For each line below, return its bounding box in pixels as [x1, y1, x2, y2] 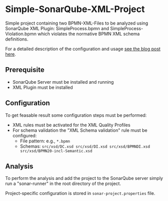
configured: [12, 132, 37, 138]
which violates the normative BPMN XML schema [37, 31, 140, 37]
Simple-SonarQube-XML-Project [5, 4, 145, 15]
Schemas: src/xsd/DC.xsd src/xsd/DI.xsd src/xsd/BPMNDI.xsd [20, 143, 150, 149]
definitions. [5, 36, 29, 42]
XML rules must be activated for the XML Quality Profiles [12, 122, 131, 128]
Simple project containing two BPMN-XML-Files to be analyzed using [5, 20, 148, 26]
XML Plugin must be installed [12, 84, 73, 90]
